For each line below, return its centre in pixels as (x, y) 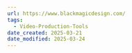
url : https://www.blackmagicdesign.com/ (67, 13)
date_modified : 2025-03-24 (46, 39)
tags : (15, 20)
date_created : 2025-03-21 (44, 33)
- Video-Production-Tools (51, 26)
